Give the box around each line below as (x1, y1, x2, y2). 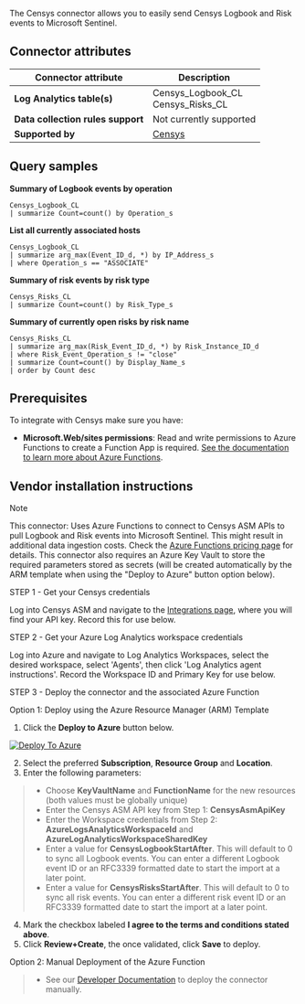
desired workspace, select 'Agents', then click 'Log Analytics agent (9, 659, 262, 670)
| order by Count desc (9, 366, 96, 375)
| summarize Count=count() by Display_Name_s (9, 358, 185, 367)
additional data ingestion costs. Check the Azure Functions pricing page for (9, 539, 294, 551)
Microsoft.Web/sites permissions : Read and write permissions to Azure (22, 433, 297, 443)
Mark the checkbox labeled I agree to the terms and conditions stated (22, 919, 289, 931)
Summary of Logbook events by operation (9, 183, 173, 194)
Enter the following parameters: (22, 767, 142, 778)
